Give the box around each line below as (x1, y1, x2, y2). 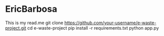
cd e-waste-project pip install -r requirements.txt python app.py (27, 25, 159, 31)
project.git (5, 25, 26, 31)
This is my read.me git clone (5, 20, 63, 26)
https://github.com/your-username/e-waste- (64, 20, 156, 26)
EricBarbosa (5, 3, 57, 15)
